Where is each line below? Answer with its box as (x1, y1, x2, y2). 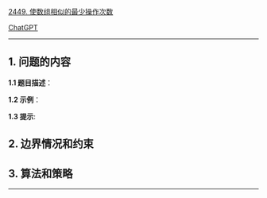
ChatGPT (8, 23, 38, 32)
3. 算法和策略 (8, 166, 73, 181)
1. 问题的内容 (8, 55, 72, 69)
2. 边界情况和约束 (8, 138, 94, 151)
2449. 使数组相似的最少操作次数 (8, 7, 114, 16)
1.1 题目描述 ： (8, 78, 53, 87)
